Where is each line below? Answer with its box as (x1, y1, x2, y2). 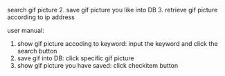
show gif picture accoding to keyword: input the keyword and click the (17, 40, 218, 47)
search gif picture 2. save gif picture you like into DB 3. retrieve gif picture (7, 6, 218, 14)
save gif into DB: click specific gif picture (17, 54, 134, 62)
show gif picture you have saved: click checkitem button (17, 62, 179, 69)
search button (17, 47, 57, 55)
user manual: (7, 27, 44, 34)
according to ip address (7, 13, 75, 21)
